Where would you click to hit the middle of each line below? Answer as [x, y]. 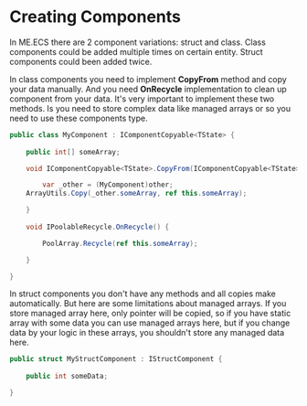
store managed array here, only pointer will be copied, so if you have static [150, 314]
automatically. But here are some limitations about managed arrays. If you [148, 304]
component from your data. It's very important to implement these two [142, 99]
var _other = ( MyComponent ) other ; [108, 185]
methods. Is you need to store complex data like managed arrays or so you [150, 108]
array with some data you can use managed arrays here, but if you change [150, 323]
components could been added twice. [81, 61]
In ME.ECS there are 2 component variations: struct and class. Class [138, 42]
